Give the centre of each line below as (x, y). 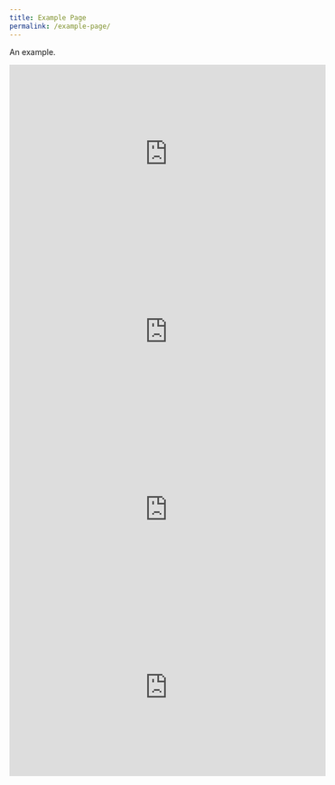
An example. (33, 51)
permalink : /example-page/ (60, 26)
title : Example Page (48, 18)
